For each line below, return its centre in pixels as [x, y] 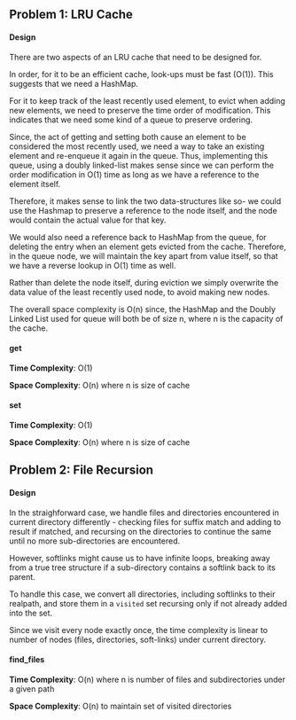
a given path [32, 689]
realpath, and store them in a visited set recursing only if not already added [148, 603]
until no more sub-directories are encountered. [94, 541]
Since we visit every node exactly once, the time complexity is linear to [139, 630]
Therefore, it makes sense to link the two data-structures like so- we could [145, 201]
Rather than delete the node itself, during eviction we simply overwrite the [144, 282]
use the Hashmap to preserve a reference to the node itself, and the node [143, 210]
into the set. [31, 613]
